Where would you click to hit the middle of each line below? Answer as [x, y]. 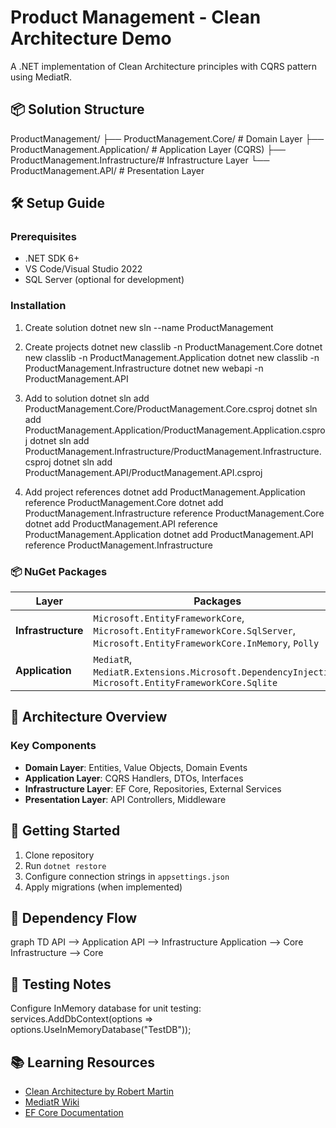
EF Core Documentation [74, 1112]
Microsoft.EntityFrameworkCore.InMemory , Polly [206, 643]
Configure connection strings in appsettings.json [127, 876]
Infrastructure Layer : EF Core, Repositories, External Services [153, 788]
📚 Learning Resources [83, 1062]
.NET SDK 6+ [52, 258]
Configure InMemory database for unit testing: [106, 1008]
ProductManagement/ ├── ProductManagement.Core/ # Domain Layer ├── [167, 138]
